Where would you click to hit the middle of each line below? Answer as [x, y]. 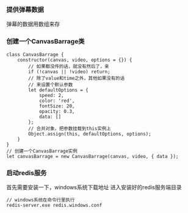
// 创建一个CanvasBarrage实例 [42, 151]
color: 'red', [57, 101]
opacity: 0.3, [57, 111]
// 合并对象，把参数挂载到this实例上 [70, 128]
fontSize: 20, [57, 106]
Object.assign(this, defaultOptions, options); [90, 134]
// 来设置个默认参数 [51, 85]
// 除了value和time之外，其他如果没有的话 [77, 78]
